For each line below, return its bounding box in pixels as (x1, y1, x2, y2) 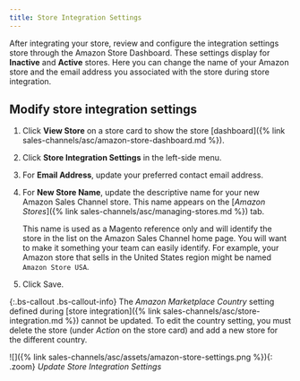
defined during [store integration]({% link (9, 306, 161, 316)
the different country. (9, 334, 88, 345)
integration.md (9, 316, 64, 326)
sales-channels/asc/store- (162, 306, 261, 316)
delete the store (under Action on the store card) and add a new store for (9, 325, 279, 336)
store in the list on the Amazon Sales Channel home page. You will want (21, 233, 287, 244)
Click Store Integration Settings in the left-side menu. (21, 152, 222, 163)
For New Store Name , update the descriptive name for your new (21, 187, 260, 198)
